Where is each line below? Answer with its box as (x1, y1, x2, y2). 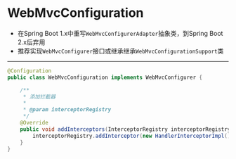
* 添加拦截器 (22, 93, 56, 100)
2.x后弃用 (17, 37, 46, 46)
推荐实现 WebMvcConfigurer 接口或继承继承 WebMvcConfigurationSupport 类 (17, 46, 224, 55)
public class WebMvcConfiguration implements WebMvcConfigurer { (7, 74, 202, 81)
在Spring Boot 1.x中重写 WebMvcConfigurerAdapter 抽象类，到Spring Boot (17, 29, 223, 37)
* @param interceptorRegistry (22, 106, 112, 113)
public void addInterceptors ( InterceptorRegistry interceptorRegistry (20, 125, 231, 133)
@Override (20, 120, 49, 127)
